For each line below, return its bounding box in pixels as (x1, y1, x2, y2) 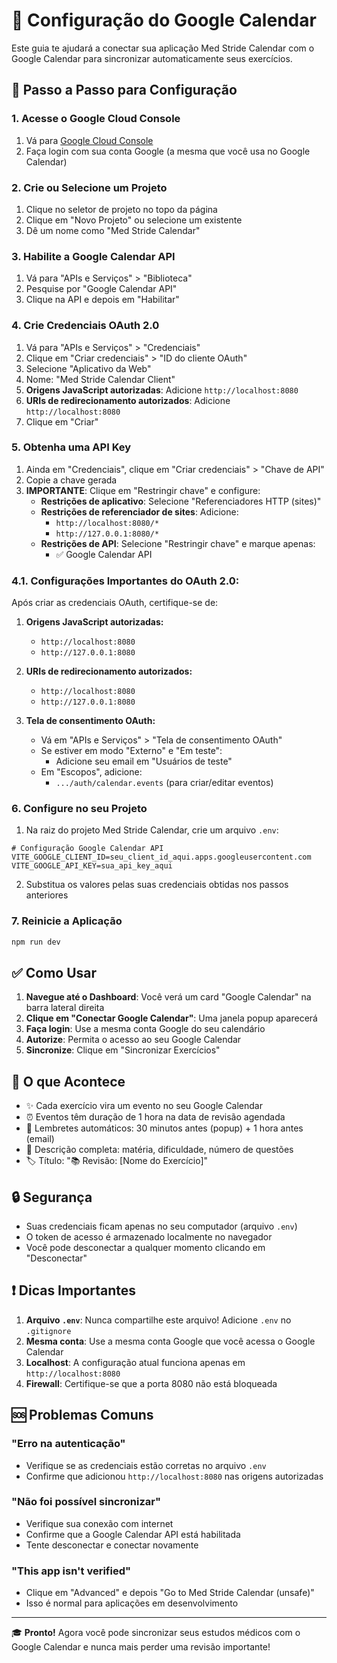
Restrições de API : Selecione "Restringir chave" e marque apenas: (40, 537, 316, 549)
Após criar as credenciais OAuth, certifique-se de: (11, 597, 219, 609)
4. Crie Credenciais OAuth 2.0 (11, 319, 160, 333)
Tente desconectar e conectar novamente (25, 1539, 199, 1551)
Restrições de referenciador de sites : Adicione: (40, 505, 239, 518)
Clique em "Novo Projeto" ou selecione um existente (25, 214, 243, 226)
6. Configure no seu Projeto (11, 802, 148, 816)
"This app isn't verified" (11, 1564, 132, 1578)
